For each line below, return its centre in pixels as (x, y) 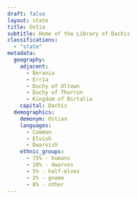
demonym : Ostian (44, 119)
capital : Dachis (44, 106)
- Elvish (39, 138)
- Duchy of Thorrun (54, 92)
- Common (39, 132)
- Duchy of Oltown (53, 86)
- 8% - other (45, 184)
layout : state (28, 20)
